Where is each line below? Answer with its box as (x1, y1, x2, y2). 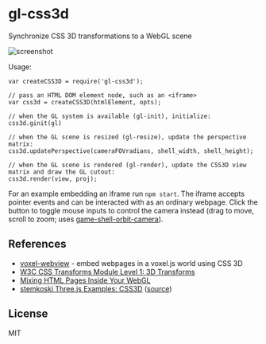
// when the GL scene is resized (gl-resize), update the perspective (8, 133, 247, 141)
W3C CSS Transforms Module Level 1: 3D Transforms (19, 267, 195, 276)
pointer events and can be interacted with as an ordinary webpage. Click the (8, 197, 258, 207)
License (8, 307, 48, 321)
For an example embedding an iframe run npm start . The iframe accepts (8, 189, 245, 198)
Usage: (8, 61, 32, 72)
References (8, 237, 67, 251)
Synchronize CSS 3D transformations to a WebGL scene (8, 31, 192, 41)
